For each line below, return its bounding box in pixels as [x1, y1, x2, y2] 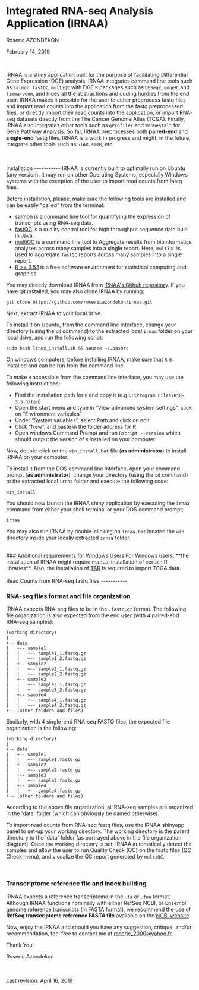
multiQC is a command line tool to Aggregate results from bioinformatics [14, 238, 192, 245]
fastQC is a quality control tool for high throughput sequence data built [14, 225, 188, 232]
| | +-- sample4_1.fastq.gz [6, 697, 86, 703]
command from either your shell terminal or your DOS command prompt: [6, 505, 184, 513]
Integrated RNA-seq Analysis [6, 4, 153, 18]
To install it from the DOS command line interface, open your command [6, 465, 180, 472]
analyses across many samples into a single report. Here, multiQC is [14, 244, 181, 252]
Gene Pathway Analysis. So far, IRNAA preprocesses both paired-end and [6, 128, 188, 135]
